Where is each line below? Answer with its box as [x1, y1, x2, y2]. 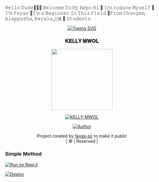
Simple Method [5, 151, 42, 158]
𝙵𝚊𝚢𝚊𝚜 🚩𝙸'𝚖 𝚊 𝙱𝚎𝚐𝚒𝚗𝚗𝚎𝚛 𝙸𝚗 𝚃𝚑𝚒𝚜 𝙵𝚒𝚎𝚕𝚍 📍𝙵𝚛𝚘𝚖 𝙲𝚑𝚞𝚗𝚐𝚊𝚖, [13, 10, 146, 16]
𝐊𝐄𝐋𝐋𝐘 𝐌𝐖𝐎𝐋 [65, 37, 99, 44]
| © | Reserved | [65, 138, 99, 144]
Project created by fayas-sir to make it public [37, 133, 127, 139]
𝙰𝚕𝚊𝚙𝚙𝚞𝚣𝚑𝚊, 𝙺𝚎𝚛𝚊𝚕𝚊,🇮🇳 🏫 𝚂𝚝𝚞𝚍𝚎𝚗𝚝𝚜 [5, 16, 91, 22]
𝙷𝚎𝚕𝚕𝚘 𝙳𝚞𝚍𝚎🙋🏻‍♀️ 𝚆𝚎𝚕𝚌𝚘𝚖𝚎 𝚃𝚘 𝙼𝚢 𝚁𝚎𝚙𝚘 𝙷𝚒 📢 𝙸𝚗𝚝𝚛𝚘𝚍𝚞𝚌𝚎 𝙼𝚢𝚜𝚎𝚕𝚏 [5, 5, 151, 10]
